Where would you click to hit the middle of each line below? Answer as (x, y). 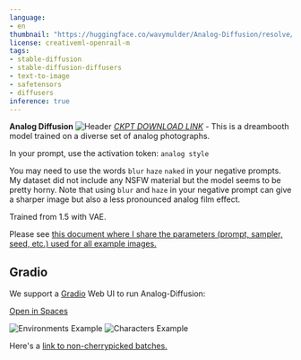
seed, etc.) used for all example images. (83, 244)
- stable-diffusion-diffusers (66, 68)
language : (28, 18)
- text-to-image (39, 76)
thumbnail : (30, 34)
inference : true (39, 101)
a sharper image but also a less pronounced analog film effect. (125, 199)
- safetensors (36, 84)
